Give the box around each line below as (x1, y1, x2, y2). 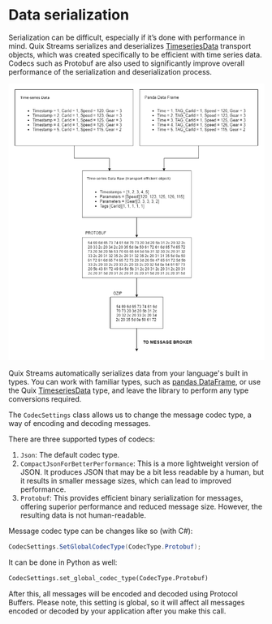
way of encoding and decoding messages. (8, 419, 151, 428)
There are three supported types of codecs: (8, 434, 156, 444)
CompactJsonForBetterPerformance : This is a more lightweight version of (19, 458, 259, 468)
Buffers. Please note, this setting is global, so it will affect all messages (8, 598, 245, 608)
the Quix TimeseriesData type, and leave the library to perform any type (8, 385, 249, 395)
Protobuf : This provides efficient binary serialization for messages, (19, 493, 244, 503)
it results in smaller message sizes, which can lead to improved (19, 476, 231, 486)
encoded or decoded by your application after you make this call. (8, 606, 227, 616)
